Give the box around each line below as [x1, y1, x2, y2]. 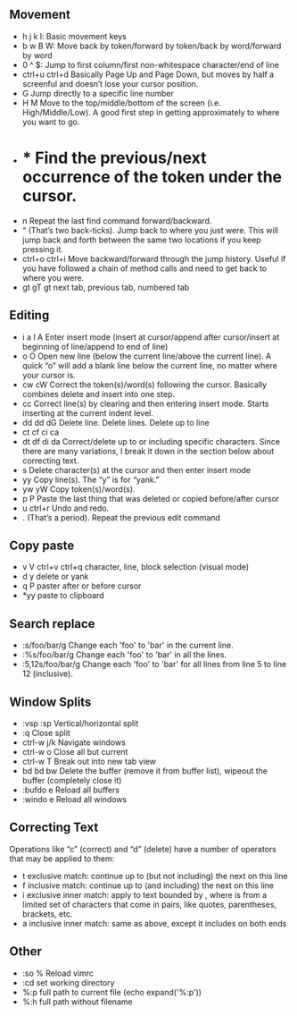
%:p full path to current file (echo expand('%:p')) [21, 986, 202, 997]
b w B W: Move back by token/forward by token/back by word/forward [21, 40, 282, 51]
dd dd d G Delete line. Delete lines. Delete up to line [21, 417, 210, 428]
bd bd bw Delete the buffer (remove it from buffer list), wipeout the [21, 766, 268, 776]
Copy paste [9, 538, 75, 553]
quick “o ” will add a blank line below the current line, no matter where [21, 360, 278, 370]
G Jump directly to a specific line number [21, 88, 174, 98]
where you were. [21, 272, 85, 283]
